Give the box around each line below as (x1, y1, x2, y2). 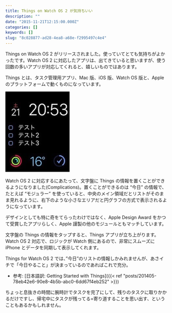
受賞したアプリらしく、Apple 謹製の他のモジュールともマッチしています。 (9, 221, 167, 227)
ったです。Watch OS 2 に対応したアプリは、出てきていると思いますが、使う (5, 57, 166, 63)
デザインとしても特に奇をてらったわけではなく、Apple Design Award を (5, 214, 158, 220)
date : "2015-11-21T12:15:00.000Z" (5, 19, 80, 24)
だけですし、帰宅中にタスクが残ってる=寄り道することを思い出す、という (9, 296, 165, 302)
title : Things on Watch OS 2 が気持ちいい (5, 8, 93, 13)
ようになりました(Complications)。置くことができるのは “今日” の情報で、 (9, 184, 167, 190)
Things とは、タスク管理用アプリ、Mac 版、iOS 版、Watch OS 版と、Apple (5, 75, 164, 81)
